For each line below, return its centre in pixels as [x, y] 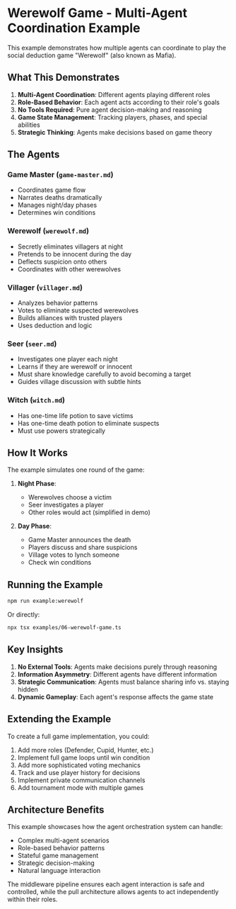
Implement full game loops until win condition [84, 757]
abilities [29, 125]
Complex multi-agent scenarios [63, 840]
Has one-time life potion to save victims [75, 415]
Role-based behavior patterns [61, 848]
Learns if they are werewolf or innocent [75, 367]
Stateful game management [58, 856]
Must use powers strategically [61, 431]
